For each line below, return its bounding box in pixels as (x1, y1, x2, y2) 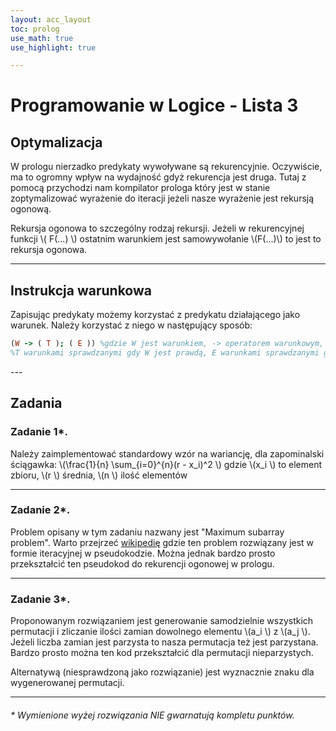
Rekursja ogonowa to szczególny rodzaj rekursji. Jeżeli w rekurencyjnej (10, 222, 305, 235)
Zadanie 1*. (10, 425, 68, 439)
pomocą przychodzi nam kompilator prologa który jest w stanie (10, 182, 271, 194)
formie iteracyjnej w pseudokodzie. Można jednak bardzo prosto (10, 547, 276, 559)
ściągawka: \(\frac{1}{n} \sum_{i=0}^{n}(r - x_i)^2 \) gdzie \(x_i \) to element (10, 458, 322, 470)
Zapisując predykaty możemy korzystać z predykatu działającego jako (10, 309, 301, 321)
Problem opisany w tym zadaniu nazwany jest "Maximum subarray (10, 526, 285, 538)
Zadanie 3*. (10, 592, 71, 606)
